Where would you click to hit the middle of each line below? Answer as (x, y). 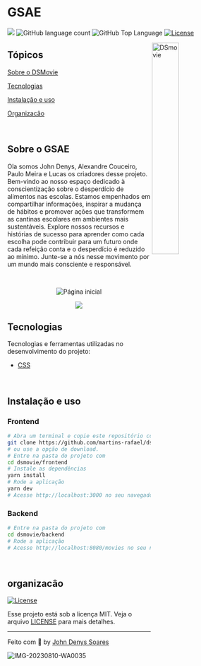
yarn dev (20, 489)
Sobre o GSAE (38, 149)
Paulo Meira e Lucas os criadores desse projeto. (78, 173)
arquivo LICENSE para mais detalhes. (61, 622)
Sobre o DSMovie (33, 72)
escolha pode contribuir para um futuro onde (73, 241)
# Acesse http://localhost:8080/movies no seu (77, 548)
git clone (22, 442)
